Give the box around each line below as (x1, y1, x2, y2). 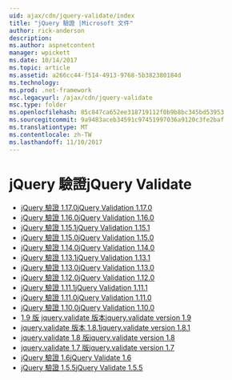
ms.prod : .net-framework (9, 86, 92, 94)
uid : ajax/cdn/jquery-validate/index (9, 11, 135, 20)
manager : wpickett (9, 49, 70, 57)
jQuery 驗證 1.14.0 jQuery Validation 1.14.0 (20, 243, 155, 253)
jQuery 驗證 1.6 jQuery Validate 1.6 (20, 353, 132, 362)
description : (9, 34, 53, 42)
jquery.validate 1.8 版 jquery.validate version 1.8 (20, 333, 175, 342)
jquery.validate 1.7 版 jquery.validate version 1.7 (20, 343, 175, 353)
